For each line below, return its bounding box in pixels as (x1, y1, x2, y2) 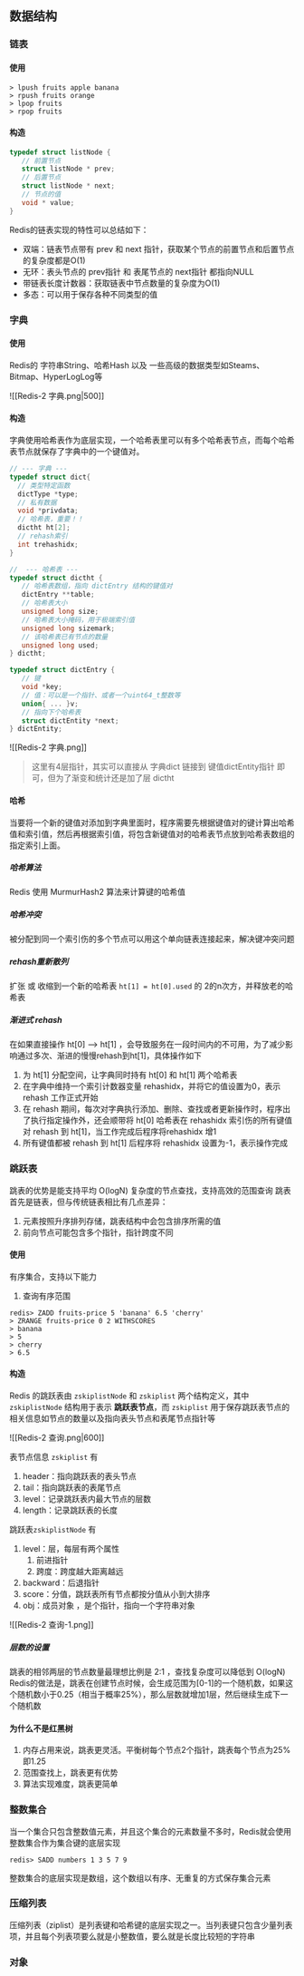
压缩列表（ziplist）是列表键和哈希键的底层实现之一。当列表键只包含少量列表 (9, 1919, 293, 1930)
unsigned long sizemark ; (21, 624, 116, 633)
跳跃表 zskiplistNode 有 (9, 1524, 97, 1535)
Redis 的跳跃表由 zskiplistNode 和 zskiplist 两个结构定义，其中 (9, 1390, 250, 1401)
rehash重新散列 (9, 956, 69, 968)
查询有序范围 (22, 1290, 71, 1301)
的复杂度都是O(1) (22, 255, 86, 266)
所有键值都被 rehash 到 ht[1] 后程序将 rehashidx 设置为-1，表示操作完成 (22, 1137, 288, 1149)
